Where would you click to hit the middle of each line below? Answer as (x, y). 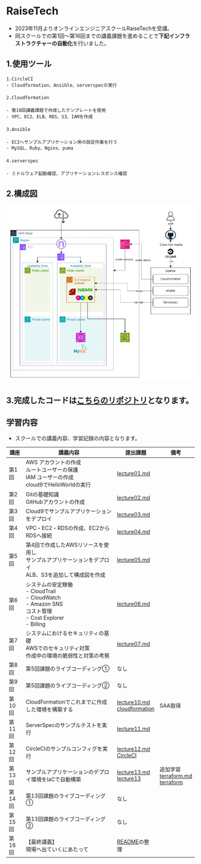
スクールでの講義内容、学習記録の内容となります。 (77, 438)
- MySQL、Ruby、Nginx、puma (40, 148)
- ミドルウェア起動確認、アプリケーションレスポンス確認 (67, 174)
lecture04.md (134, 531)
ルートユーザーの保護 (52, 470)
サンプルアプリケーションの (60, 772)
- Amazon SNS (45, 604)
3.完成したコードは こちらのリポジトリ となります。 (100, 400)
